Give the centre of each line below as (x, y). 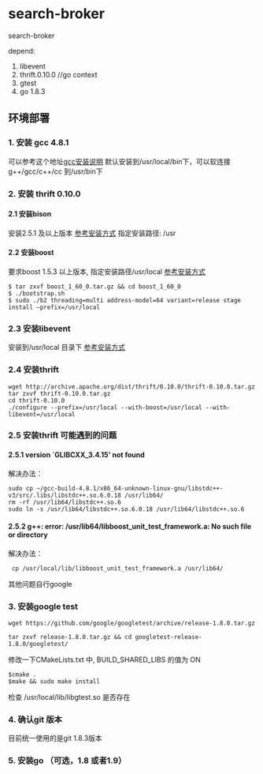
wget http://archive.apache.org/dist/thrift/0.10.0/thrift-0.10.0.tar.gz (132, 387)
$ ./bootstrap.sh (37, 293)
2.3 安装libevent (39, 329)
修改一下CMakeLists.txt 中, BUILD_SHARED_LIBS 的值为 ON (104, 659)
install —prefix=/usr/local (54, 307)
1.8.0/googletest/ (38, 644)
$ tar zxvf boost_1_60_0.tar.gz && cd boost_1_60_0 (94, 286)
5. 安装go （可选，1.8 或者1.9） (67, 761)
